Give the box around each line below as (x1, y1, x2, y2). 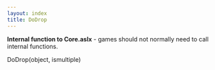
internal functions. (7, 42, 59, 50)
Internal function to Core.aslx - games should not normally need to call (7, 35, 210, 43)
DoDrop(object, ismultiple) (7, 55, 81, 63)
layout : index (7, 10, 48, 17)
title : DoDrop (7, 16, 48, 23)
